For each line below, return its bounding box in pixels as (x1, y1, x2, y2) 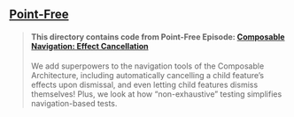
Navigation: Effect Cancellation (30, 40, 149, 51)
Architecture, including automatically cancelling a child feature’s (30, 69, 264, 80)
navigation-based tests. (30, 98, 118, 108)
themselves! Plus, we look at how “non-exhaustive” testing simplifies (30, 88, 282, 99)
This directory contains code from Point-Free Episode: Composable (30, 31, 285, 42)
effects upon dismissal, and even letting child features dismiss (30, 79, 259, 90)
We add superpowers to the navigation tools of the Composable (30, 61, 265, 71)
